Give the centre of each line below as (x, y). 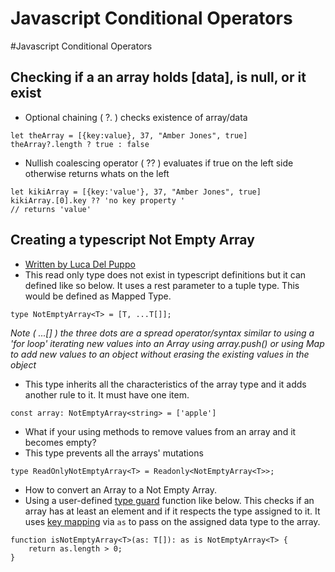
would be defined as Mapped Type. (98, 296)
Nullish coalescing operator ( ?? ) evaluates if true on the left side (159, 163)
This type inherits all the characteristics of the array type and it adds (165, 384)
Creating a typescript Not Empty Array (132, 240)
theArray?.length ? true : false (80, 144)
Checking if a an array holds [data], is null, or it (158, 77)
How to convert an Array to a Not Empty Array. (120, 489)
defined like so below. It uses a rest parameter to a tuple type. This (162, 285)
